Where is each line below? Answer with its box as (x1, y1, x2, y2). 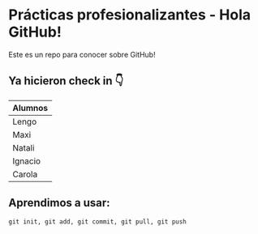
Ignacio (12, 155, 41, 167)
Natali (12, 142, 35, 153)
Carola (12, 168, 38, 180)
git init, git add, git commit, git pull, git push (8, 217, 187, 226)
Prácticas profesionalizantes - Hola (8, 6, 252, 24)
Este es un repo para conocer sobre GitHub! (8, 49, 156, 59)
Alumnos (12, 102, 49, 113)
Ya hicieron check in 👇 (8, 74, 124, 88)
